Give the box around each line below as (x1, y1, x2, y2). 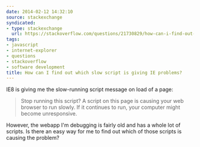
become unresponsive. (20, 110, 77, 117)
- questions (6, 53, 36, 59)
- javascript (6, 42, 39, 48)
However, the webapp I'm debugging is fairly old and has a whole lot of (6, 121, 181, 129)
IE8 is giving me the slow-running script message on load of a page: (6, 86, 174, 93)
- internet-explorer (6, 48, 58, 54)
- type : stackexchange (6, 25, 62, 32)
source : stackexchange (6, 14, 62, 20)
